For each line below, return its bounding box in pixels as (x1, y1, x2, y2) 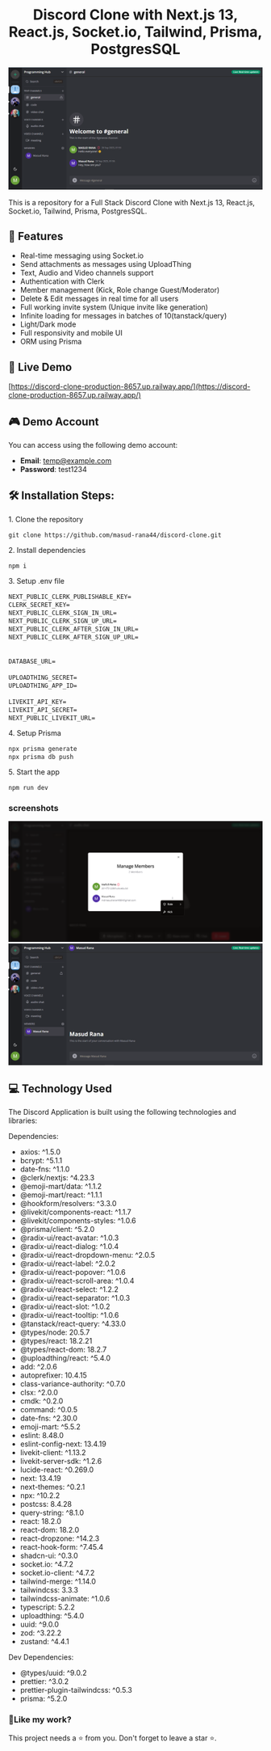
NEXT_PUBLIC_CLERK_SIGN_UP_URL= (8, 617, 117, 625)
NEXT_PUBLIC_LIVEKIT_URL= (8, 714, 95, 722)
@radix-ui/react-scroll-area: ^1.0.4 (19, 1276, 135, 1286)
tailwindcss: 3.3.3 (19, 1585, 79, 1595)
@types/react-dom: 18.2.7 (19, 1344, 107, 1355)
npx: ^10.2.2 (19, 1491, 60, 1500)
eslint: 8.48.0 (19, 1431, 65, 1441)
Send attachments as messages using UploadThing (19, 259, 192, 269)
